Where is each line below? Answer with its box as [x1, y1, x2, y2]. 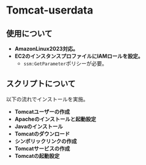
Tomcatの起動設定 [14, 152, 60, 159]
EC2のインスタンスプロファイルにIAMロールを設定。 [14, 52, 144, 60]
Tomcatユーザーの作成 [14, 108, 70, 115]
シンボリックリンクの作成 [14, 137, 77, 144]
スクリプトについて [6, 79, 76, 89]
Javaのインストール [14, 123, 63, 130]
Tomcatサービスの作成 [14, 145, 71, 152]
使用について [6, 28, 53, 38]
